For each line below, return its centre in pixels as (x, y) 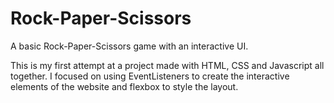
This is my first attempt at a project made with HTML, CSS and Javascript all (167, 65)
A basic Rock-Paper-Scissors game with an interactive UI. (129, 46)
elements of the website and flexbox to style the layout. (124, 86)
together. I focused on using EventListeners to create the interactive (150, 76)
